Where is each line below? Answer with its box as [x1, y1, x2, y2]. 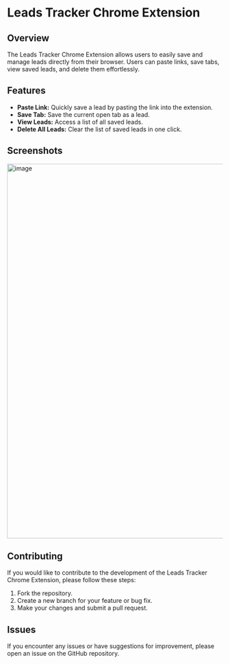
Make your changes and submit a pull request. [16, 604, 149, 612]
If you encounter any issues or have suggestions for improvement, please [7, 642, 214, 650]
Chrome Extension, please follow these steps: [7, 576, 136, 584]
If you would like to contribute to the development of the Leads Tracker [7, 568, 207, 577]
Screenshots [7, 145, 63, 157]
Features [7, 85, 46, 97]
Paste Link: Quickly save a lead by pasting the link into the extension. [16, 103, 214, 111]
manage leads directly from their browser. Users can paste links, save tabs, [7, 58, 220, 66]
